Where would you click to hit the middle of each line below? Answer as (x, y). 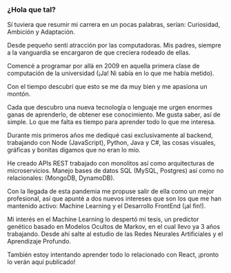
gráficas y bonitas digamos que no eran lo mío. (74, 150)
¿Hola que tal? (32, 10)
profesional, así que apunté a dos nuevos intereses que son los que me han (114, 199)
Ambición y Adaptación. (41, 32)
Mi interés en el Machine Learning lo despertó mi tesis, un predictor (103, 219)
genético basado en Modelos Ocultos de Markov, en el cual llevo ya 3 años (114, 227)
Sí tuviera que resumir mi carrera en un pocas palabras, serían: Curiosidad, (114, 25)
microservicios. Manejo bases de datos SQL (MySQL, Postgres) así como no (115, 171)
